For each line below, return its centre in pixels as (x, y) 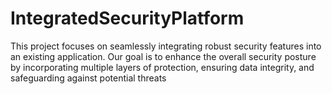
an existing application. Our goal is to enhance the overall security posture (163, 56)
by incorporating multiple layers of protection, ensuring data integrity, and (162, 67)
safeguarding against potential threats (88, 78)
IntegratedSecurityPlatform (127, 18)
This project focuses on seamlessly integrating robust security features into (166, 46)
